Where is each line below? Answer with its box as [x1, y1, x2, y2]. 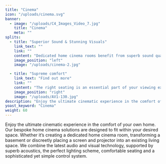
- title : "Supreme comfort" [9, 71, 68, 77]
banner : [5, 16, 21, 21]
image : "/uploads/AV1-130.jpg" [14, 94, 79, 99]
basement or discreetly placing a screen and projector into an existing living [5, 137, 160, 143]
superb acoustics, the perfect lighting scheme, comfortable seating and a [5, 148, 155, 154]
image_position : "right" [14, 89, 65, 94]
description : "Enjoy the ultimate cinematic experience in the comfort [5, 99, 156, 104]
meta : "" [14, 30, 32, 35]
